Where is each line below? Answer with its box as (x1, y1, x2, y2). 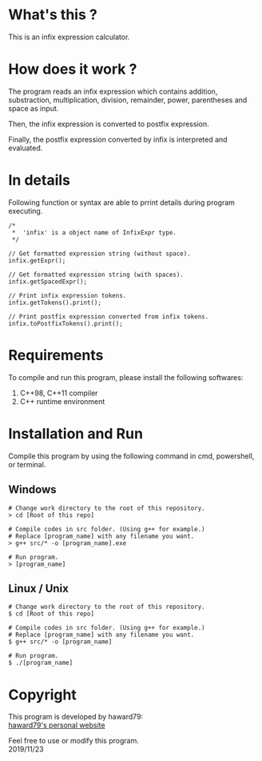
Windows (8, 483, 57, 497)
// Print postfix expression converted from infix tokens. (8, 312, 209, 321)
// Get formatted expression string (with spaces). (8, 270, 184, 278)
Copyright (8, 686, 77, 703)
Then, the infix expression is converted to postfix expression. (8, 118, 209, 129)
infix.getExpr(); (8, 256, 66, 265)
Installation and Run (8, 424, 144, 443)
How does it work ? (8, 60, 137, 78)
